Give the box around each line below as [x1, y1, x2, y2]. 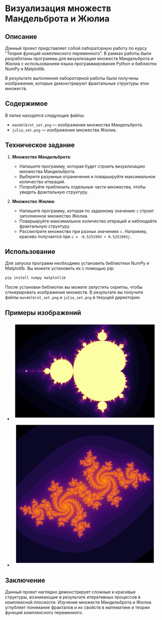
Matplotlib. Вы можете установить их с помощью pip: [5, 265, 115, 271]
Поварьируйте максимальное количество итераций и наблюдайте [19, 218, 157, 224]
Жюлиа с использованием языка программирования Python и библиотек [5, 61, 157, 66]
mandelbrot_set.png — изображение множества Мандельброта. [12, 122, 144, 127]
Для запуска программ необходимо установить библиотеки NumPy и [5, 260, 149, 266]
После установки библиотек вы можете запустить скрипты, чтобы [5, 284, 143, 290]
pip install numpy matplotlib [5, 276, 66, 280]
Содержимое [5, 100, 48, 108]
